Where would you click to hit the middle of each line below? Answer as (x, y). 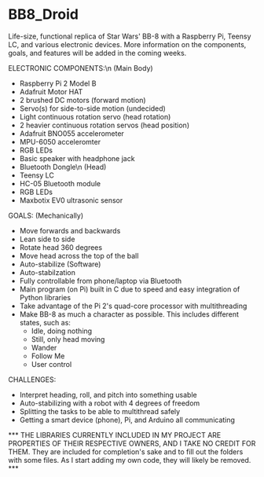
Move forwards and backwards (70, 230)
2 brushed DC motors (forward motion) (83, 100)
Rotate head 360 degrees (61, 247)
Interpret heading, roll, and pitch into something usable (108, 394)
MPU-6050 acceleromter (60, 141)
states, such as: (45, 322)
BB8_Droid (43, 15)
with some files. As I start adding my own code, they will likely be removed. (130, 460)
